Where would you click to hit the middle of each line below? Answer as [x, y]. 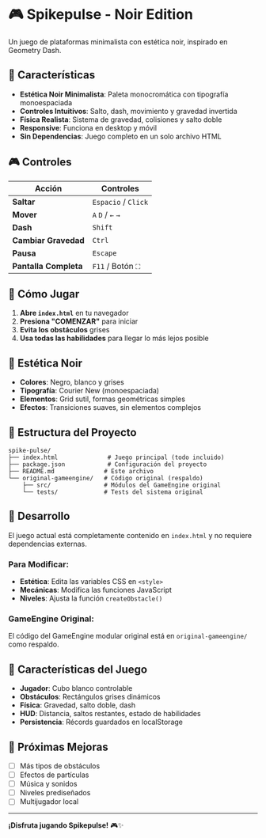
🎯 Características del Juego [78, 669]
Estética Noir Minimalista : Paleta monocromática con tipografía [124, 94]
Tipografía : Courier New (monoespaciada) [89, 391]
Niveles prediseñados [55, 793]
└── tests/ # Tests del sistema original [113, 492]
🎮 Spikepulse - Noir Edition [101, 15]
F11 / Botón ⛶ [116, 266]
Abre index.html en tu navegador [74, 313]
